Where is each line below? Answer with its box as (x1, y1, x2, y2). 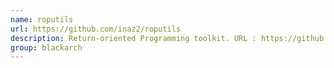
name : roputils (10, 14, 74, 25)
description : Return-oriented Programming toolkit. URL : (10, 33, 257, 43)
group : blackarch (10, 42, 83, 53)
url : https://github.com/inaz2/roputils (10, 24, 182, 34)
